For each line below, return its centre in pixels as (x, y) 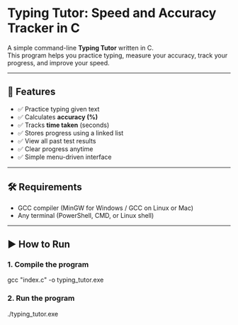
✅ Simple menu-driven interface (64, 157)
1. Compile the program (48, 264)
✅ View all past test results (57, 141)
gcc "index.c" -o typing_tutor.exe (56, 280)
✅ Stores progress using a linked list (70, 133)
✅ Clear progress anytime (55, 149)
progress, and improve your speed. (58, 62)
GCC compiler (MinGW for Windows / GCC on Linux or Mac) (105, 208)
